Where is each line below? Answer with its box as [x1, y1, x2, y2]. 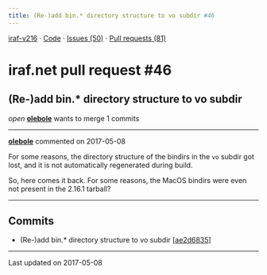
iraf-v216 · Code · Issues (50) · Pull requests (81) [8, 33, 167, 43]
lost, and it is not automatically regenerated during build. [8, 160, 193, 170]
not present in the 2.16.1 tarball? [8, 184, 111, 193]
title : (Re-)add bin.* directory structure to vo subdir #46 [8, 11, 215, 20]
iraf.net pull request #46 [8, 61, 172, 79]
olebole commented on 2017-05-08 [8, 136, 126, 146]
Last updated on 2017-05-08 [8, 258, 103, 268]
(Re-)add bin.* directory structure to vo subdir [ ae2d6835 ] [19, 235, 212, 245]
